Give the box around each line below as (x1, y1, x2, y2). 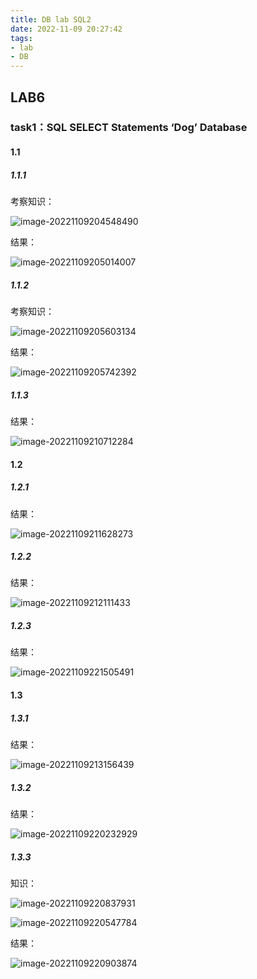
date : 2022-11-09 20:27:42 (10, 24, 123, 34)
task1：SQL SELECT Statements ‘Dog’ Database (10, 121, 248, 135)
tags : (10, 33, 33, 43)
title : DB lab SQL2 (10, 14, 92, 25)
